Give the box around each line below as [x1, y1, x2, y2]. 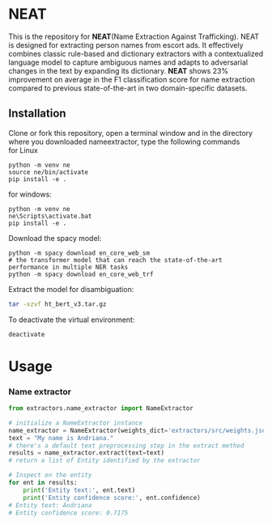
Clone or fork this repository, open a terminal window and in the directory [8, 128, 253, 138]
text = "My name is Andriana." [8, 434, 114, 442]
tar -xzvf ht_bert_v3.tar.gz [8, 300, 107, 308]
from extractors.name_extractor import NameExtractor [8, 404, 194, 413]
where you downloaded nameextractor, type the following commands [8, 137, 240, 146]
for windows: [8, 189, 53, 199]
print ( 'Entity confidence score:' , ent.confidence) [23, 493, 201, 502]
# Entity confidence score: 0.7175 [8, 509, 129, 517]
